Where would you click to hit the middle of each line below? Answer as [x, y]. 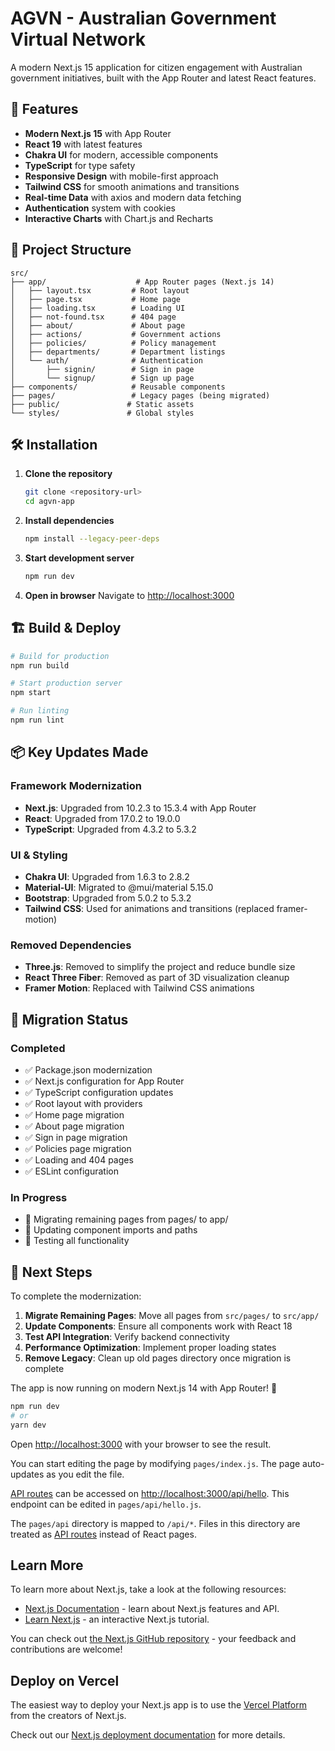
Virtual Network [78, 39]
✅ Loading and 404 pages [79, 1159]
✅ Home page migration [74, 1114]
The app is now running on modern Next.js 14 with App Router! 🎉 [144, 1388]
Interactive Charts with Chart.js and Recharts [119, 218]
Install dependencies [69, 521]
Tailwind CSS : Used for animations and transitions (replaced [149, 908]
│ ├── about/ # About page [98, 325]
